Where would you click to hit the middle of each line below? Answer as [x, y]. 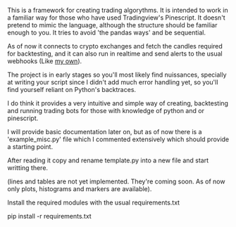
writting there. [27, 168]
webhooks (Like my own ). [45, 61]
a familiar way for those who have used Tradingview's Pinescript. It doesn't [116, 18]
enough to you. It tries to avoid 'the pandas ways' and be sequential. [107, 32]
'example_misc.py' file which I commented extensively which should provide [118, 139]
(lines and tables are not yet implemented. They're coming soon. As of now [116, 181]
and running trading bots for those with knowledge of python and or [106, 111]
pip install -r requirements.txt [49, 216]
